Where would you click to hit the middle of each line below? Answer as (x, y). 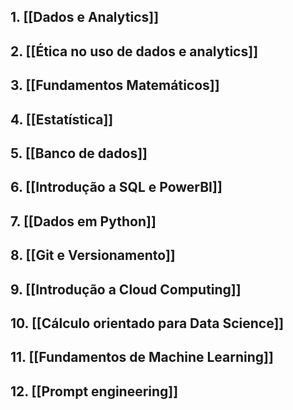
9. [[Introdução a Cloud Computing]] (126, 289)
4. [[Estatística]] (62, 119)
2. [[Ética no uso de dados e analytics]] (134, 51)
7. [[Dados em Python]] (83, 221)
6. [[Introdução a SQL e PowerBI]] (116, 187)
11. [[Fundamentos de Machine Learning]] (142, 357)
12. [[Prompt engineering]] (94, 391)
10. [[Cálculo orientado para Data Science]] (147, 323)
